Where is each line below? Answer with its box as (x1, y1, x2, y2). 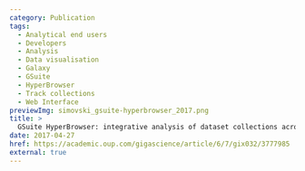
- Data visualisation (17, 55, 100, 64)
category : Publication (9, 13, 95, 23)
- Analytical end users (17, 30, 107, 39)
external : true (9, 147, 67, 157)
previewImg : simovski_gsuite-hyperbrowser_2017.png (9, 106, 209, 115)
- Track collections (17, 89, 95, 98)
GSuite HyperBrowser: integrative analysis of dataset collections (17, 123, 279, 132)
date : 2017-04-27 (9, 131, 75, 140)
